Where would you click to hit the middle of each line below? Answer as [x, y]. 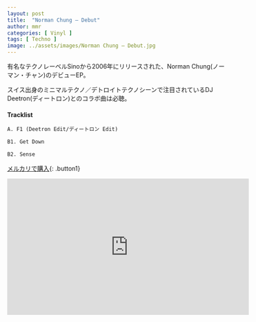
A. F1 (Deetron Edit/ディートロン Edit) [63, 129]
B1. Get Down [26, 142]
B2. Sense [21, 154]
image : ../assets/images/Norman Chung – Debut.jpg [81, 46]
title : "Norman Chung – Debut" [53, 20]
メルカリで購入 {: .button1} [44, 168]
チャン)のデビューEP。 [57, 75]
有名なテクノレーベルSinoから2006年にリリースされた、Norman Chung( [110, 66]
